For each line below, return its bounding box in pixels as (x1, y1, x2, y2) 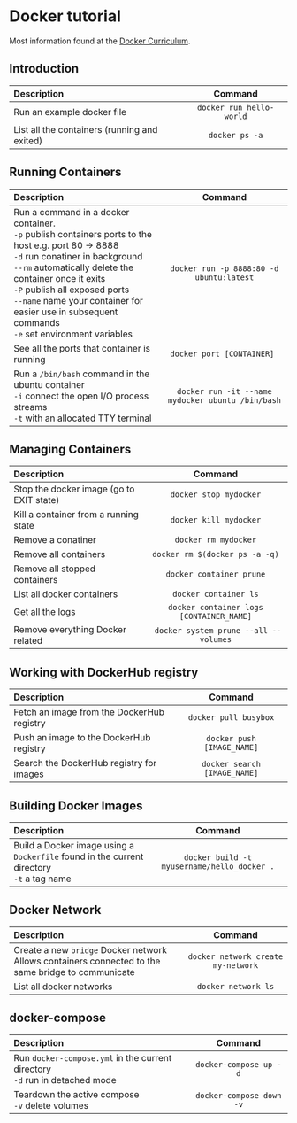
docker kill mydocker (170, 515, 262, 525)
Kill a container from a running (13, 508, 140, 521)
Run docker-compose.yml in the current (13, 1051, 172, 1064)
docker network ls (197, 981, 275, 991)
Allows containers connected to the (13, 955, 161, 967)
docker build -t (184, 853, 252, 863)
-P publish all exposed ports (13, 283, 130, 296)
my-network (212, 960, 259, 971)
